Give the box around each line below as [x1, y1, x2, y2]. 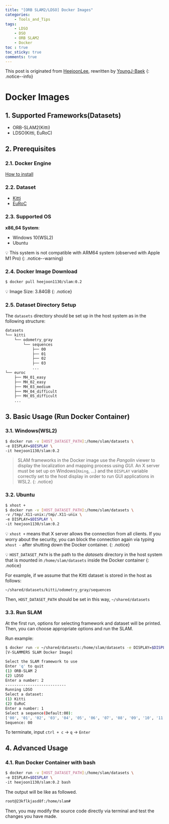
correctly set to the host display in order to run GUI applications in [17, 473, 154, 479]
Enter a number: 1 [5, 706, 44, 711]
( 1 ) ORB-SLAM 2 [5, 668, 37, 674]
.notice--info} [5, 74, 34, 80]
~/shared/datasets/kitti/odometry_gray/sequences [5, 587, 112, 593]
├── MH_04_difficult [14, 389, 57, 394]
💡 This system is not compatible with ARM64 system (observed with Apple [5, 249, 160, 255]
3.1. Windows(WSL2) [5, 427, 57, 434]
